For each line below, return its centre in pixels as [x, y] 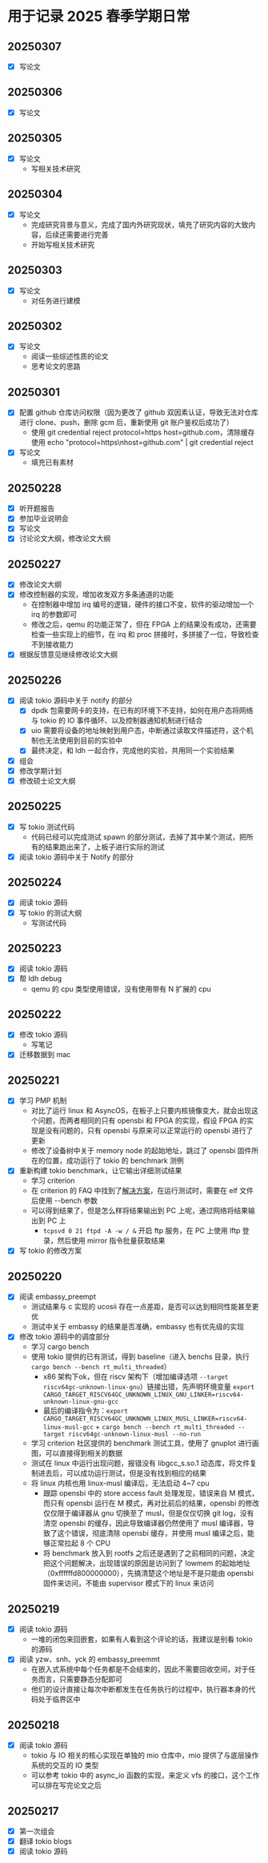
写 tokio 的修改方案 [50, 1251]
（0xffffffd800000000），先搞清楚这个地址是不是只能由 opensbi [148, 1573]
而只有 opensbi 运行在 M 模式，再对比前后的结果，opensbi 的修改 [151, 1503]
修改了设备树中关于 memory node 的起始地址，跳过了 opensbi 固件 [141, 1151]
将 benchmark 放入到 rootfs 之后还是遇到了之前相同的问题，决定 [149, 1553]
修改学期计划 [40, 771]
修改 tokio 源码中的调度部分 [64, 1336]
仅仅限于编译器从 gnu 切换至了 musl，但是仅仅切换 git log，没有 [148, 1513]
